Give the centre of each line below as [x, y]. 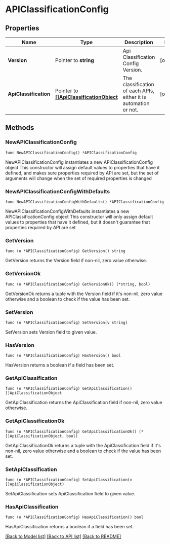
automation [136, 103]
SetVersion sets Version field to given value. [51, 332]
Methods [20, 128]
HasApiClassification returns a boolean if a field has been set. [70, 527]
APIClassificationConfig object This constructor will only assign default [79, 216]
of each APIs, [139, 91]
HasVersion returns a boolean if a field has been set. [60, 365]
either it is [134, 97]
